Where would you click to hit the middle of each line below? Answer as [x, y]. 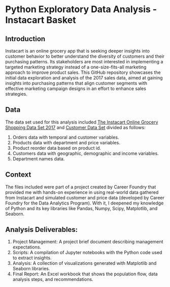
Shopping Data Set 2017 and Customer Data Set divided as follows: [75, 127]
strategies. [16, 94]
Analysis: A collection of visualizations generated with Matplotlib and [84, 263]
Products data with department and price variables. [66, 142]
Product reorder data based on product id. [57, 148]
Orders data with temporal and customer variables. [66, 137]
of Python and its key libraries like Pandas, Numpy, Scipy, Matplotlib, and [81, 208]
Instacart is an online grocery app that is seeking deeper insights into [77, 51]
